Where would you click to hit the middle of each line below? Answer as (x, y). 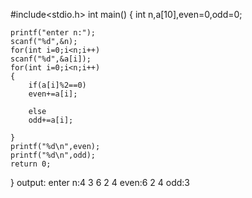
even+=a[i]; (53, 94)
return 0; (31, 164)
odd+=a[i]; (51, 120)
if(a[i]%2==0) (57, 85)
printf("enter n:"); (53, 33)
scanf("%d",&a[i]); (51, 59)
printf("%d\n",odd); (53, 155)
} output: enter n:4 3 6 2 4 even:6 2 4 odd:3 (100, 182)
